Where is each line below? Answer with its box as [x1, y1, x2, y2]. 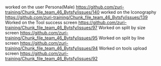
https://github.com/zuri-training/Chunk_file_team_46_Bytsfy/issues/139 [5, 15, 148, 20]
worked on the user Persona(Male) [5, 4, 75, 10]
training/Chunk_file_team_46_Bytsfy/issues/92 [5, 56, 98, 61]
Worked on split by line [99, 35, 145, 41]
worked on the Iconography [101, 9, 157, 15]
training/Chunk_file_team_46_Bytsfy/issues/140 [5, 9, 100, 15]
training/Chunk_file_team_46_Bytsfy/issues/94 [5, 46, 98, 51]
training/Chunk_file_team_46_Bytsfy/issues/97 [5, 25, 98, 31]
